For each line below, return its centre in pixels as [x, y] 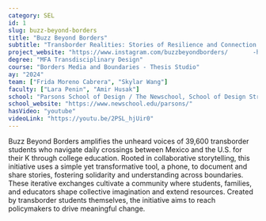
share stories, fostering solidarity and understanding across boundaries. [126, 174]
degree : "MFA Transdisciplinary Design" [76, 60]
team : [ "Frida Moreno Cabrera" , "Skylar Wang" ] [88, 82]
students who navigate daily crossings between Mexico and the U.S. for [125, 149]
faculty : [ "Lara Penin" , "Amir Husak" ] [74, 89]
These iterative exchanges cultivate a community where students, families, [130, 183]
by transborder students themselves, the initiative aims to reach [112, 200]
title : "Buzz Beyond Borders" [58, 38]
